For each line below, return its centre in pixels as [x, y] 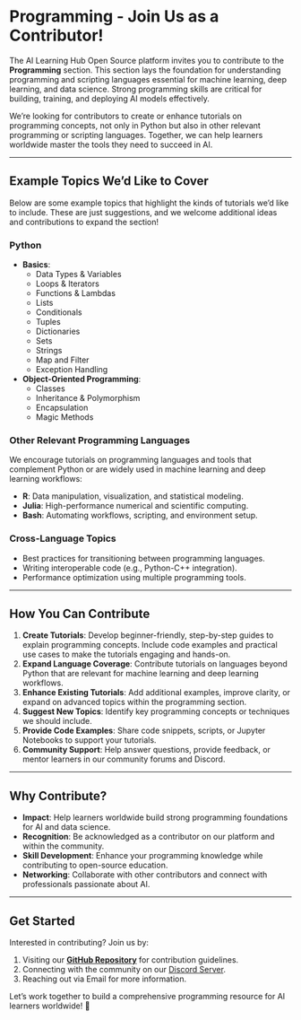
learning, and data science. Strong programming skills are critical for [136, 89]
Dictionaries [58, 331]
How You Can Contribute [80, 614]
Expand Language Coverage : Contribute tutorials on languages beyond [155, 664]
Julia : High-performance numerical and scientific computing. [135, 506]
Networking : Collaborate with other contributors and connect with [145, 875]
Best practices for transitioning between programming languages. [144, 558]
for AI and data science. [66, 827]
